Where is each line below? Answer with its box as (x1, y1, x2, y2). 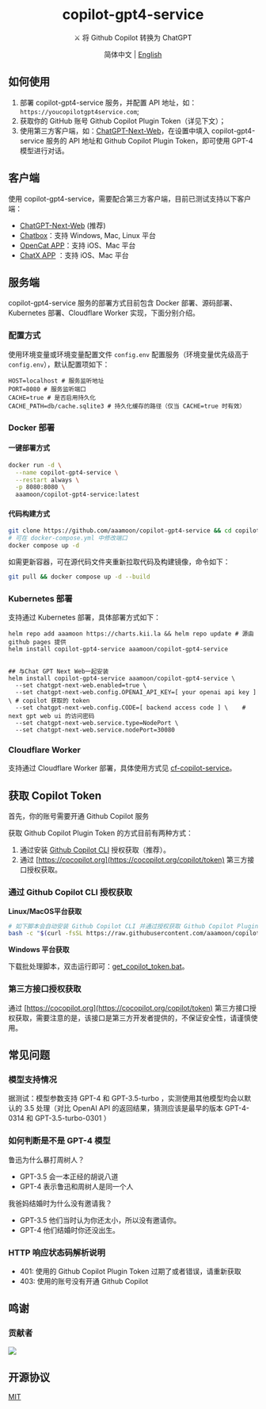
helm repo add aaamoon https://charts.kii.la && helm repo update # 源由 (8, 630, 255, 638)
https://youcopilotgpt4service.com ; (19, 106, 140, 116)
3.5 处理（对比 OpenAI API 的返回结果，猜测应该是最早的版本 (23, 1104, 223, 1113)
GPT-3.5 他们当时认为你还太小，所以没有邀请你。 (19, 1215, 180, 1225)
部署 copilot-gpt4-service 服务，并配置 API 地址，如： (19, 98, 197, 107)
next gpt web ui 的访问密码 (8, 712, 95, 720)
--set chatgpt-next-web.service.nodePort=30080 (15, 726, 176, 735)
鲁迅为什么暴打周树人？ (8, 1154, 85, 1164)
